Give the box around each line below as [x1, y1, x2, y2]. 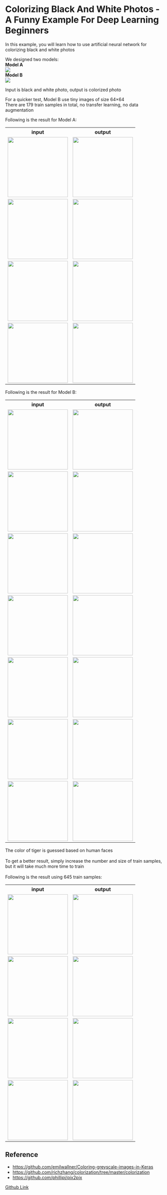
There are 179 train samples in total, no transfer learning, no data [5, 102, 138, 108]
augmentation [5, 107, 34, 113]
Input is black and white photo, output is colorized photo [5, 87, 121, 93]
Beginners [5, 25, 49, 36]
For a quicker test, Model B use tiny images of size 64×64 [5, 96, 124, 102]
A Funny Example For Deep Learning [5, 14, 159, 26]
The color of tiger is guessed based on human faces [5, 847, 113, 853]
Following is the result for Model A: [5, 117, 77, 123]
